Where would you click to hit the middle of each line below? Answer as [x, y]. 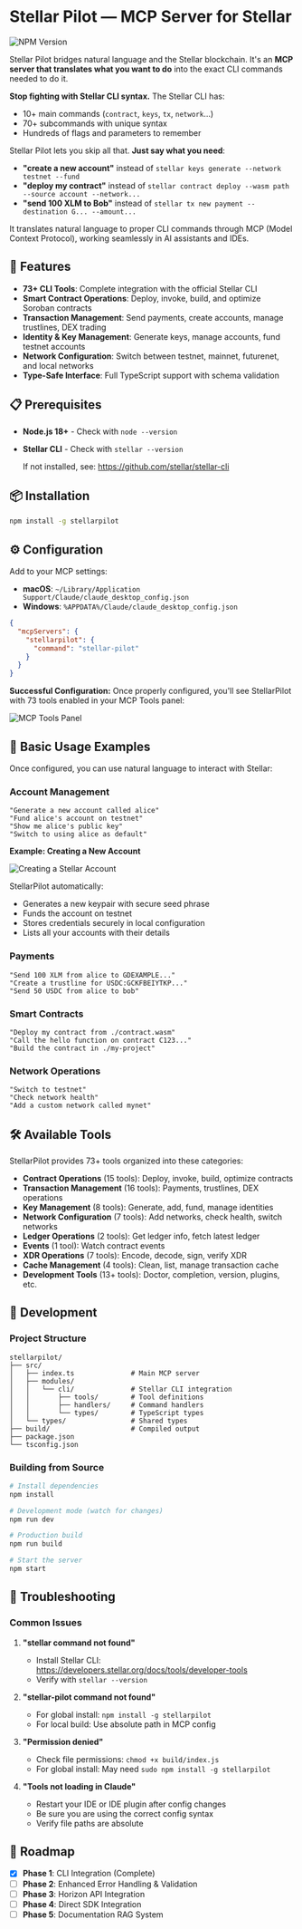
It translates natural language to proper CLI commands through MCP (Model [151, 228]
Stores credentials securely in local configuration [113, 923]
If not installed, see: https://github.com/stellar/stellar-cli [126, 466]
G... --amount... [104, 212]
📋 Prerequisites [56, 405]
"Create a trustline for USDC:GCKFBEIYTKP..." [99, 983]
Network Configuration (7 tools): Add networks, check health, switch [152, 1217]
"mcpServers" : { [48, 632]
